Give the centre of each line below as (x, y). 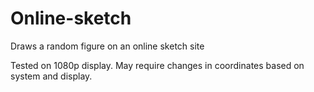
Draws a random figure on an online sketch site (107, 46)
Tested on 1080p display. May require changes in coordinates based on (157, 65)
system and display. (51, 76)
